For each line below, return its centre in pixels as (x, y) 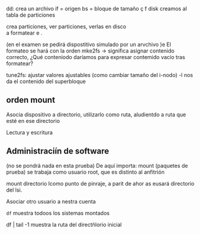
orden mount (31, 100)
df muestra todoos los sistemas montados (58, 213)
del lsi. (14, 190)
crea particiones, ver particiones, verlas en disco (66, 27)
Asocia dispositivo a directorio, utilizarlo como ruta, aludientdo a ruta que (96, 114)
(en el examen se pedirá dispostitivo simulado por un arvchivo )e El (89, 44)
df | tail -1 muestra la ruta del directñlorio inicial (64, 224)
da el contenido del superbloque (46, 81)
